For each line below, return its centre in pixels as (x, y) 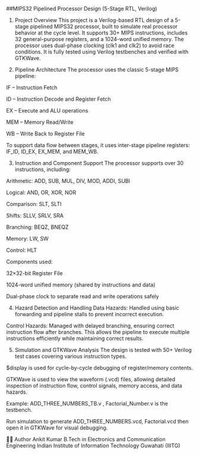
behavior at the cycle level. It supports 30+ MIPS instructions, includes (101, 33)
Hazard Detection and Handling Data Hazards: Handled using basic (97, 308)
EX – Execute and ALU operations (47, 110)
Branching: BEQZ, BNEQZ (37, 227)
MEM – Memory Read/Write (40, 122)
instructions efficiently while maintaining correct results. (75, 338)
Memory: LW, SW (27, 239)
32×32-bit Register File (34, 273)
